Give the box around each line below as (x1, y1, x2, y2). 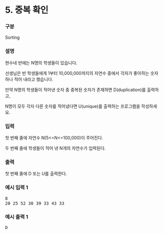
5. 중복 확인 (5, 4, 49, 16)
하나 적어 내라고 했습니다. (5, 76, 54, 82)
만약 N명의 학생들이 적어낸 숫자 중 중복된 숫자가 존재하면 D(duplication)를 (5, 87, 146, 93)
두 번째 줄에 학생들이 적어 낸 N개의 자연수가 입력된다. (5, 145, 106, 151)
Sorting (5, 35, 20, 41)
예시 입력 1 (5, 184, 28, 191)
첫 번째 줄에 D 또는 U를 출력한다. (5, 171, 67, 177)
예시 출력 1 (5, 213, 28, 220)
